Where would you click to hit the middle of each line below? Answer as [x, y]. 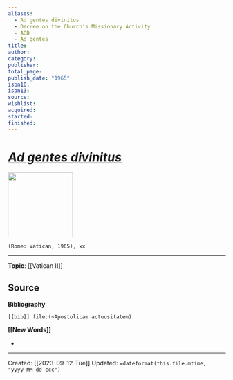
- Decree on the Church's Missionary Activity [82, 26]
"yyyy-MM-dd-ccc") [34, 370]
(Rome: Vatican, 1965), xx [47, 246]
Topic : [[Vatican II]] [35, 266]
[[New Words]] [29, 330]
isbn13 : [19, 91]
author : [19, 53]
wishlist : [22, 104]
